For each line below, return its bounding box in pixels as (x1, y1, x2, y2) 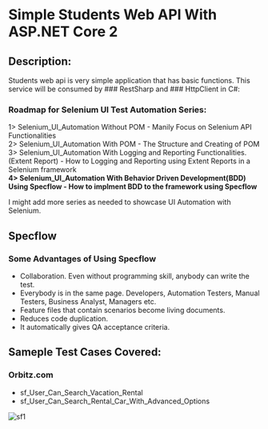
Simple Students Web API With (8, 6, 218, 24)
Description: (8, 54, 72, 68)
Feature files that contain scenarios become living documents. (19, 305, 226, 315)
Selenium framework (8, 165, 78, 174)
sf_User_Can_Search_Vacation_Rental (19, 387, 143, 397)
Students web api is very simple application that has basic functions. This (8, 76, 250, 85)
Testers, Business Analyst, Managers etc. (19, 296, 157, 306)
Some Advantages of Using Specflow (8, 253, 157, 264)
